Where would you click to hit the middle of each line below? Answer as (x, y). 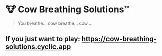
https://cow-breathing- (119, 39)
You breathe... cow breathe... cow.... (55, 23)
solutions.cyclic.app (38, 47)
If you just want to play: (43, 39)
